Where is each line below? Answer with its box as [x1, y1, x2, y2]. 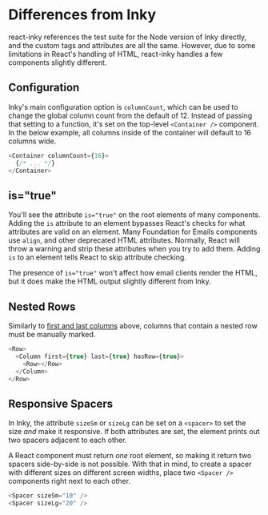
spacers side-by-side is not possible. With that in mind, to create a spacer [8, 459, 252, 469]
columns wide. [8, 136, 57, 146]
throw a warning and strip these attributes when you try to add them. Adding [8, 244, 261, 254]
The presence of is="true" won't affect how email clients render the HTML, [8, 268, 258, 278]
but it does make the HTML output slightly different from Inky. [8, 276, 212, 286]
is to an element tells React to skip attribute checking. [8, 252, 186, 262]
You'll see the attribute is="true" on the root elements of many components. [8, 210, 262, 219]
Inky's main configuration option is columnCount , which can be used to [8, 102, 238, 111]
